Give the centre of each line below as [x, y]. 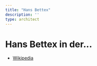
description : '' [22, 15]
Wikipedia [23, 58]
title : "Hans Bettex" [28, 10]
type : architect [22, 19]
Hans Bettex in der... [49, 44]
